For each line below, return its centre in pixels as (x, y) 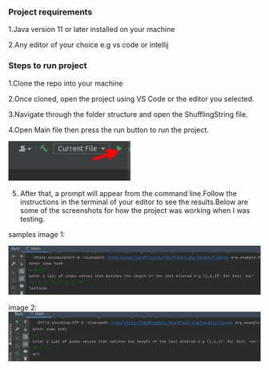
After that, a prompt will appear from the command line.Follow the (128, 193)
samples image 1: (37, 234)
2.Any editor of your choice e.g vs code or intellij (88, 45)
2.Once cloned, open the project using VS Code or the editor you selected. (131, 99)
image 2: (23, 308)
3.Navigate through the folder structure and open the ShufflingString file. (128, 114)
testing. (32, 219)
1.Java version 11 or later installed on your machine (92, 30)
